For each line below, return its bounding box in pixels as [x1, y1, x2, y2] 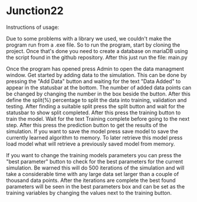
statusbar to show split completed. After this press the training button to [6, 109, 181, 116]
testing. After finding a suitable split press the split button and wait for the [6, 102, 185, 110]
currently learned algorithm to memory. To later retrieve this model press [6, 134, 183, 141]
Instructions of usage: [6, 24, 60, 31]
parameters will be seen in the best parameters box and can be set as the [6, 183, 185, 190]
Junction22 [6, 4, 64, 18]
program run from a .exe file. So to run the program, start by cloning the [6, 41, 180, 48]
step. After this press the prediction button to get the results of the [6, 121, 168, 128]
